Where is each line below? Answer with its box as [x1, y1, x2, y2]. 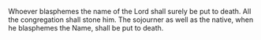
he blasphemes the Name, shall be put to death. [8, 24, 164, 32]
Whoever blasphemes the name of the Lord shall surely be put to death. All [8, 7, 252, 16]
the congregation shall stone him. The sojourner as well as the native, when [8, 15, 254, 24]
